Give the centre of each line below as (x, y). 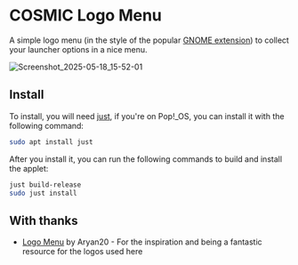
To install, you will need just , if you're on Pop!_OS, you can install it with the (147, 116)
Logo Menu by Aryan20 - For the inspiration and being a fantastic (142, 242)
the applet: (29, 168)
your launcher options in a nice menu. (79, 49)
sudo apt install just (51, 142)
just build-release (45, 185)
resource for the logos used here (82, 252)
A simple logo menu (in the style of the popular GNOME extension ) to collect (149, 40)
